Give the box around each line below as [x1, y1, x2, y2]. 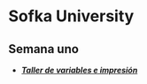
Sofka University [8, 6, 135, 27]
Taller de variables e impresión [20, 65, 138, 75]
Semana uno [8, 42, 79, 57]
